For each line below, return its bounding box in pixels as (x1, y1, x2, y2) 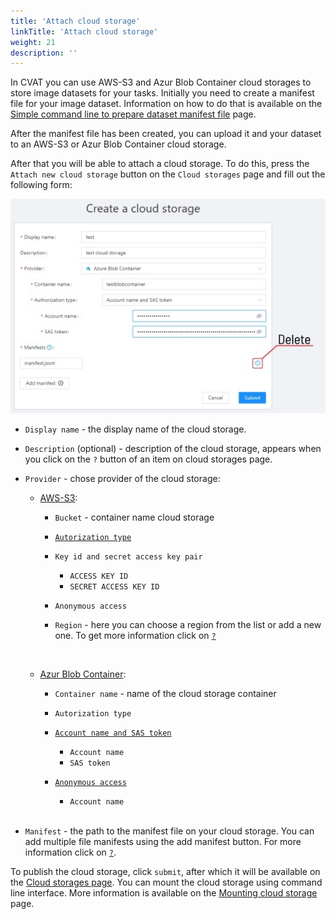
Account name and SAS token (54, 728, 172, 738)
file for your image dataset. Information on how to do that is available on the (10, 98, 323, 110)
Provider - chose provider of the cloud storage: (24, 472, 221, 484)
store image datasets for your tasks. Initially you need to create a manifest (10, 87, 315, 99)
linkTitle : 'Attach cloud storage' (10, 26, 159, 37)
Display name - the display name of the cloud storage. (24, 423, 247, 435)
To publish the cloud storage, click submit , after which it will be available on (10, 865, 321, 877)
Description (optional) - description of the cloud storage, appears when (24, 442, 322, 454)
